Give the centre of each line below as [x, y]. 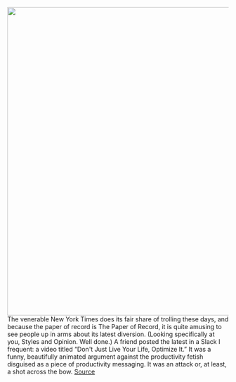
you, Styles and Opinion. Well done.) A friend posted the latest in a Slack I [114, 341]
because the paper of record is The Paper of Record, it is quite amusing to [115, 327]
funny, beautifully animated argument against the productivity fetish [105, 357]
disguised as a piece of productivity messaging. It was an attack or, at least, [117, 364]
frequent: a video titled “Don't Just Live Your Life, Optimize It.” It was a [109, 349]
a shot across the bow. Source [51, 371]
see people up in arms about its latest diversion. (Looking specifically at [111, 334]
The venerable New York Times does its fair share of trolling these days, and [118, 319]
